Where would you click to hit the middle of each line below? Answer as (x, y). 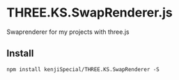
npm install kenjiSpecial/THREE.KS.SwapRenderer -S (83, 69)
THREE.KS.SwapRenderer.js (90, 13)
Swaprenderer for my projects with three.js (68, 32)
